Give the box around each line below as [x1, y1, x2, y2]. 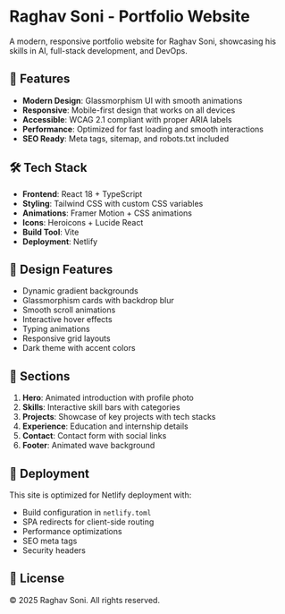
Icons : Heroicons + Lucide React [21, 217, 144, 227]
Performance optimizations [21, 526, 122, 536]
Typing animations [21, 324, 91, 335]
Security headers [21, 545, 87, 556]
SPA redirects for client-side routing [21, 516, 155, 527]
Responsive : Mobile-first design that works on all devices [21, 105, 236, 115]
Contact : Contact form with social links [21, 431, 167, 441]
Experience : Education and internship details [21, 421, 189, 431]
